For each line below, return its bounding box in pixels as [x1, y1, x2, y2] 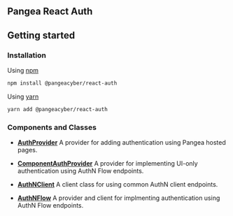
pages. [17, 146, 38, 154]
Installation [7, 50, 47, 60]
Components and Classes [7, 122, 97, 132]
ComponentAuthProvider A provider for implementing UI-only [17, 159, 198, 168]
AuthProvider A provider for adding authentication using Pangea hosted [17, 138, 226, 147]
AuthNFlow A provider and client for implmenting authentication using [17, 194, 220, 202]
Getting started [7, 29, 76, 41]
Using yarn [7, 92, 39, 101]
